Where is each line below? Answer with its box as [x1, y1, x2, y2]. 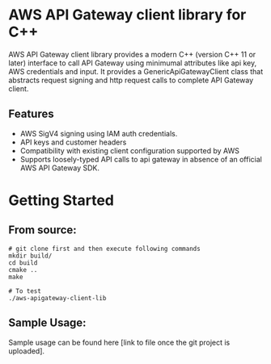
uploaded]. [8, 345, 45, 356]
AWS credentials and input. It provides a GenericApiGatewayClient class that [8, 66, 264, 76]
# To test [8, 287, 42, 295]
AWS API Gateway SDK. [19, 163, 100, 173]
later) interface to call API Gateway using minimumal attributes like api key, [8, 58, 257, 68]
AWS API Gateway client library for [8, 6, 247, 24]
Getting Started [8, 191, 115, 209]
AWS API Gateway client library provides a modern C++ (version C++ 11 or [8, 49, 256, 59]
